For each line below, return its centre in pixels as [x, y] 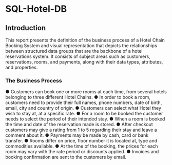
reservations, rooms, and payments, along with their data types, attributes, [84, 62]
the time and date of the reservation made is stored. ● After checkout [79, 125]
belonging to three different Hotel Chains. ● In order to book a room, [78, 97]
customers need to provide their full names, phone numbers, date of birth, [84, 102]
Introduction [26, 28]
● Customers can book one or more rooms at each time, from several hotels [86, 92]
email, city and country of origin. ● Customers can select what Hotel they [83, 108]
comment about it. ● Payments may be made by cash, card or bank [77, 135]
